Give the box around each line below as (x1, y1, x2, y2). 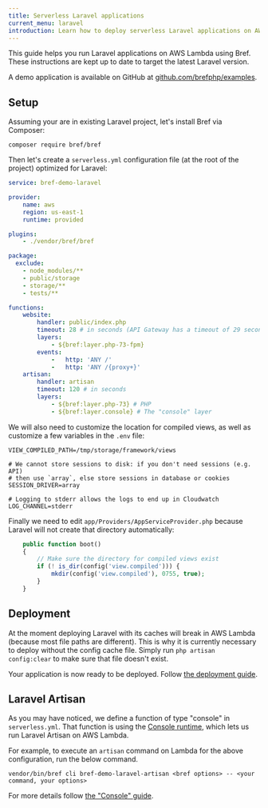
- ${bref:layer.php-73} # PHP (50, 400, 152, 408)
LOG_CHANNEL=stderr (8, 502, 73, 510)
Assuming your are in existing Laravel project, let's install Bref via (8, 117, 223, 126)
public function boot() (22, 540, 102, 548)
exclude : (15, 259, 45, 268)
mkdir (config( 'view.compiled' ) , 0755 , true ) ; (50, 570, 205, 578)
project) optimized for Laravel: (8, 163, 108, 173)
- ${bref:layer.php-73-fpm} (50, 341, 145, 349)
